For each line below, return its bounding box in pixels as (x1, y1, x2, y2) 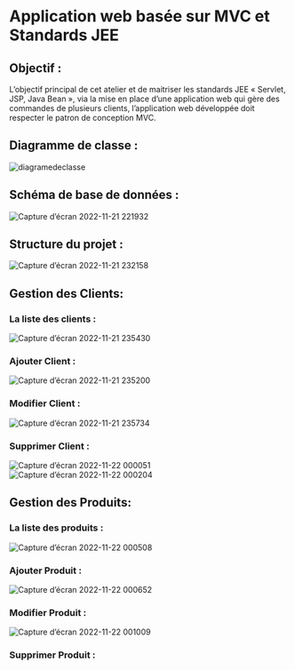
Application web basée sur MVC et (9, 6, 270, 27)
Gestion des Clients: (9, 286, 124, 301)
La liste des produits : (9, 522, 104, 534)
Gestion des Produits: (9, 495, 132, 510)
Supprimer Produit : (9, 649, 96, 661)
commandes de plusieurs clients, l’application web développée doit (9, 103, 255, 113)
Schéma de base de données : (9, 187, 179, 203)
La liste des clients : (9, 313, 96, 325)
